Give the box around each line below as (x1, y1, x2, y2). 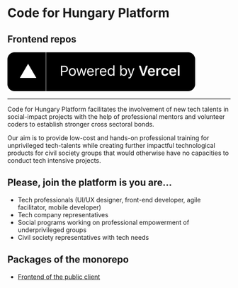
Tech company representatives (17, 210, 108, 219)
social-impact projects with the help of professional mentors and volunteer (7, 113, 225, 121)
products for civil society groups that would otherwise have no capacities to (7, 149, 229, 157)
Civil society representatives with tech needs (17, 233, 149, 241)
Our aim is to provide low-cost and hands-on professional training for (7, 134, 210, 142)
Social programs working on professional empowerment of (17, 218, 190, 226)
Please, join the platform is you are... (7, 177, 172, 189)
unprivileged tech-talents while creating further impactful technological (7, 142, 216, 149)
